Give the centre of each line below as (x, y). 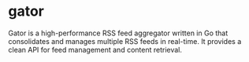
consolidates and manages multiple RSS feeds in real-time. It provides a (125, 41)
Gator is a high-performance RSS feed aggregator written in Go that (118, 33)
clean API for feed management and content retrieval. (95, 49)
